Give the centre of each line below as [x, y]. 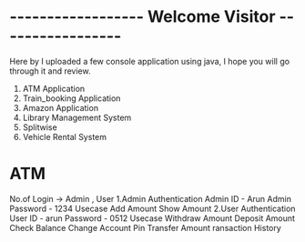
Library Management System [77, 117]
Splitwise [40, 127]
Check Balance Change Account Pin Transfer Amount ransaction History [146, 227]
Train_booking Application [71, 98]
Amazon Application [60, 107]
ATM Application [54, 88]
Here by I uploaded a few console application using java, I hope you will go [149, 61]
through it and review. [50, 71]
